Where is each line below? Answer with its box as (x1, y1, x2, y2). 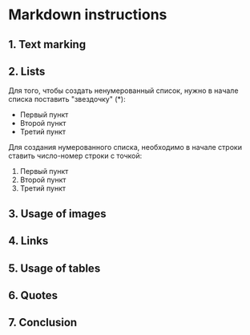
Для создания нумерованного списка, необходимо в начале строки (8, 143, 243, 152)
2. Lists (8, 64, 46, 78)
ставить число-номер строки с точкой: (8, 151, 143, 161)
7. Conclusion (8, 316, 78, 329)
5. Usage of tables (8, 261, 101, 275)
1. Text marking (8, 38, 87, 51)
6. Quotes (8, 289, 58, 302)
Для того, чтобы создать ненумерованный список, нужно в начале (8, 86, 239, 95)
